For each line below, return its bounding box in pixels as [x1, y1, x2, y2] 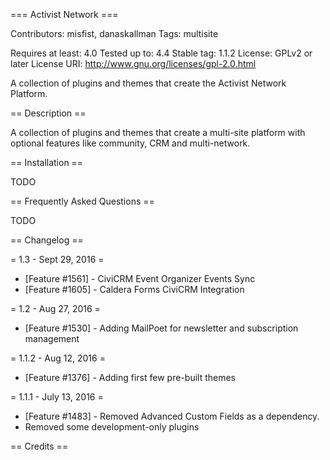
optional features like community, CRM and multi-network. [10, 137, 251, 149]
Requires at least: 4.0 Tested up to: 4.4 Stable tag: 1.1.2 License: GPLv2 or [10, 47, 313, 59]
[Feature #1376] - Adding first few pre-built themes [24, 372, 237, 383]
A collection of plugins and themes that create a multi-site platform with [10, 127, 306, 138]
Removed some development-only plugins [24, 421, 200, 433]
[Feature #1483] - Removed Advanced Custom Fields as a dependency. [24, 410, 320, 422]
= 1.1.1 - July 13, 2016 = [10, 391, 104, 403]
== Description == [10, 107, 87, 119]
